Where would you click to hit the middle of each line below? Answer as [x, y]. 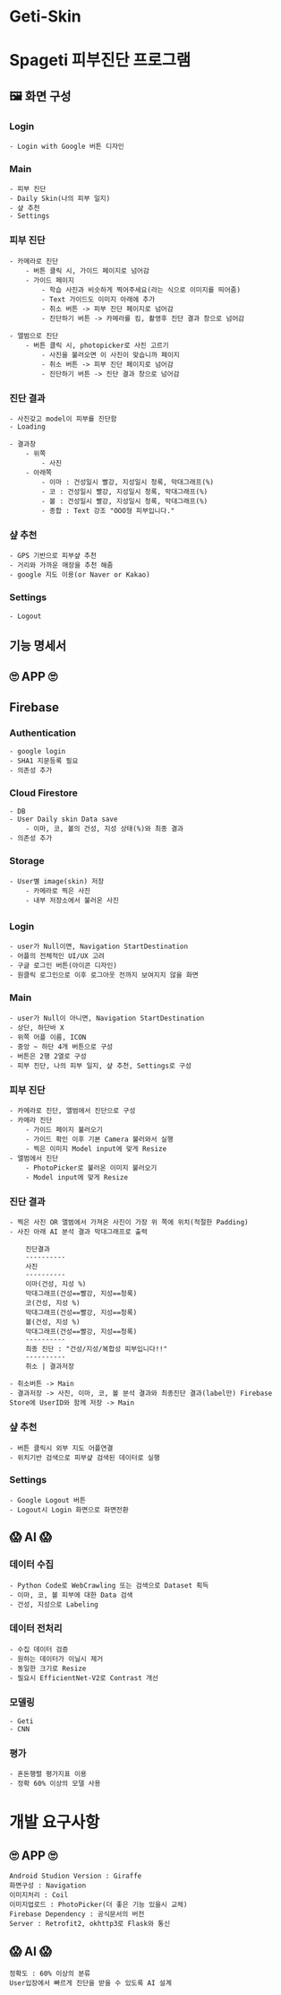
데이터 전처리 [36, 1628]
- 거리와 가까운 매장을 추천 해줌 [61, 566]
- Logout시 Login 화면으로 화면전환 [69, 1510]
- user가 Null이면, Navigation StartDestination [99, 947]
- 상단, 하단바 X [37, 1028]
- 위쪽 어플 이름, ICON [48, 1037]
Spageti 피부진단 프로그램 [100, 61]
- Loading [28, 427]
